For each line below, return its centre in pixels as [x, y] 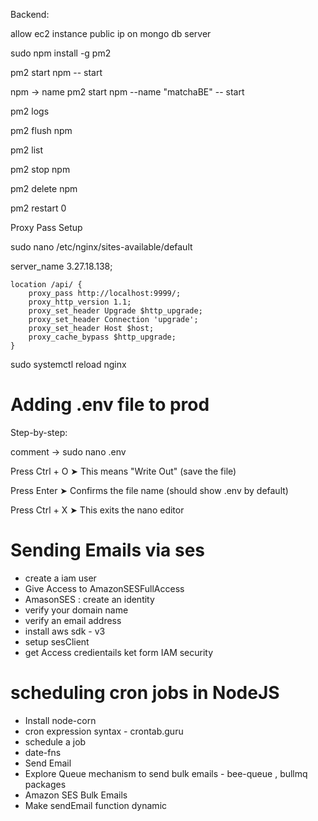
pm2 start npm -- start [56, 72]
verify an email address [73, 620]
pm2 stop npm [40, 169]
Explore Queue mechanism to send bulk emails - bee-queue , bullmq [166, 773]
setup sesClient [57, 641]
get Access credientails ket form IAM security [119, 652]
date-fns [43, 752]
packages [45, 784]
